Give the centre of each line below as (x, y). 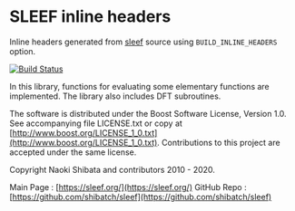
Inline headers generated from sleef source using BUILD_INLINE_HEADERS (143, 42)
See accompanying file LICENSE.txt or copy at (96, 123)
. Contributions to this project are (219, 142)
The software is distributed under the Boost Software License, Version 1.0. (148, 113)
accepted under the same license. (73, 152)
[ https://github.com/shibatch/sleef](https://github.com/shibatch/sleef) (141, 197)
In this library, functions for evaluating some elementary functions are (139, 86)
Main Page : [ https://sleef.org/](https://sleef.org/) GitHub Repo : (128, 187)
